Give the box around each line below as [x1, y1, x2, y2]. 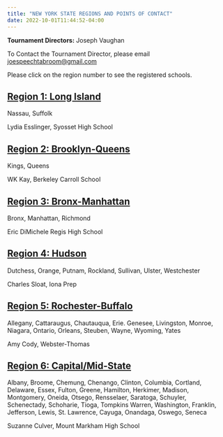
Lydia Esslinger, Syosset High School [7, 123, 114, 131]
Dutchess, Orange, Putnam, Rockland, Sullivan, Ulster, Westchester [7, 266, 201, 275]
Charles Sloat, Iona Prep [7, 280, 77, 288]
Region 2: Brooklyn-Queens [7, 143, 130, 155]
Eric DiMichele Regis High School [7, 227, 103, 236]
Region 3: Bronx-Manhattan [7, 195, 130, 207]
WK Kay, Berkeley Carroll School [7, 175, 101, 184]
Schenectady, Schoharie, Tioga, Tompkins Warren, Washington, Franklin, [7, 401, 217, 409]
